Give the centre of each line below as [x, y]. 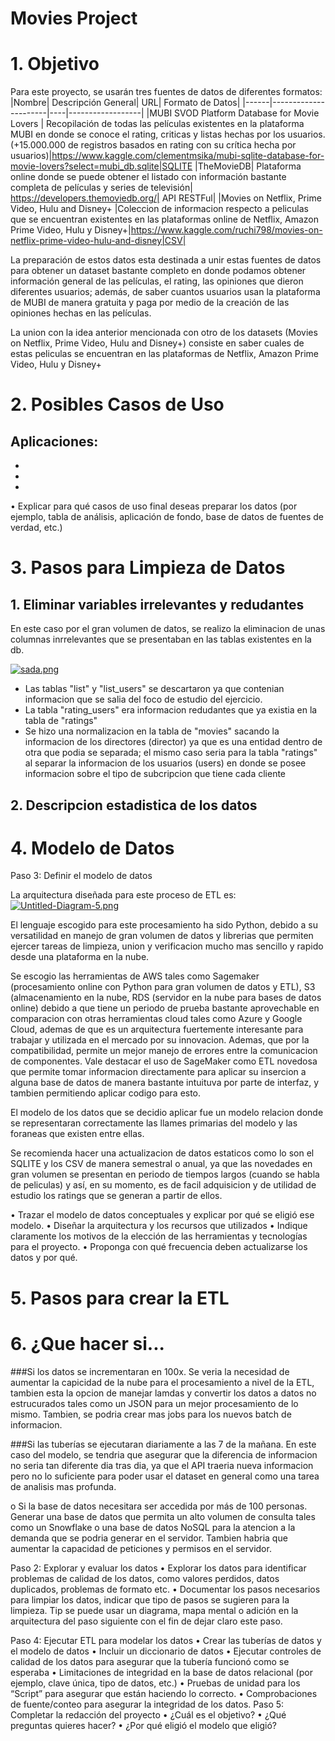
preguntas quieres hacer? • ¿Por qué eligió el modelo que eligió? [144, 1725]
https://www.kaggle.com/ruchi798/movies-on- [226, 230]
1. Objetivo [55, 64]
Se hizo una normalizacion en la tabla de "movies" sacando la [152, 731]
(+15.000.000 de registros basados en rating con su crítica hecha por [153, 145]
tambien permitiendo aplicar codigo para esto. [106, 1093]
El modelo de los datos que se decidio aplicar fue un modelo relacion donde [167, 1113]
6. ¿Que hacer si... [87, 1343]
